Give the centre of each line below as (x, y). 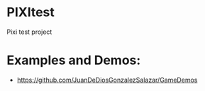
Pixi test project (29, 32)
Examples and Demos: (74, 60)
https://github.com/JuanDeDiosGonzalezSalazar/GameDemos (107, 80)
